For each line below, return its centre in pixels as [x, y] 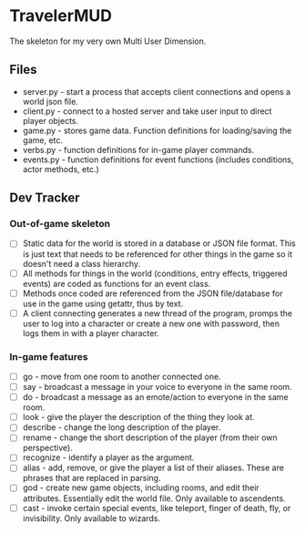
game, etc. [43, 140]
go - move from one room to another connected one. [122, 376]
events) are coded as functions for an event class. [117, 283]
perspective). [47, 448]
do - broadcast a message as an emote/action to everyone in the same [155, 397]
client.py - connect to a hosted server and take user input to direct [147, 111]
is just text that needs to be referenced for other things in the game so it [158, 254]
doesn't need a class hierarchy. [81, 263]
